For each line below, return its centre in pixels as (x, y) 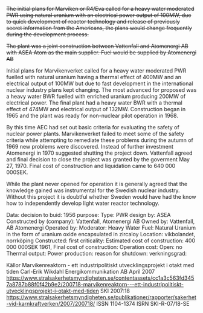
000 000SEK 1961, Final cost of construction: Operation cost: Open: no (94, 247)
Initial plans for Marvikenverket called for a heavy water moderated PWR (96, 71)
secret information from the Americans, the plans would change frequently (99, 28)
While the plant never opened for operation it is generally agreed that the (97, 184)
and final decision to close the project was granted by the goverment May (98, 159)
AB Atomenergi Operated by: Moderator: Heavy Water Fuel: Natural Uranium (101, 228)
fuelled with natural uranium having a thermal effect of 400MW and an (94, 77)
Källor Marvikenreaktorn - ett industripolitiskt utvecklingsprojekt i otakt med (100, 265)
